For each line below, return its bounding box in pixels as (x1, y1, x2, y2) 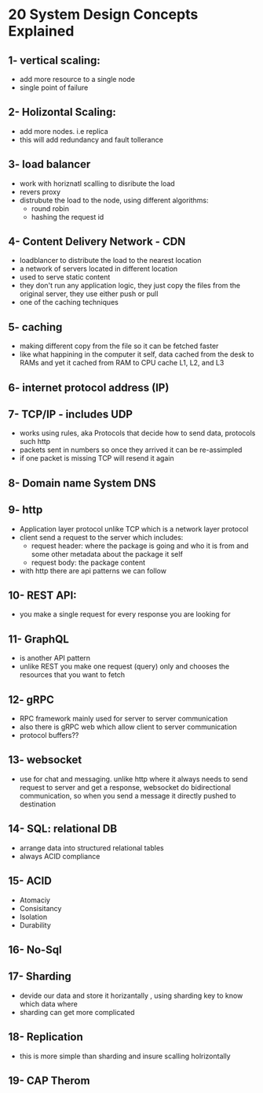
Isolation (19, 912, 48, 921)
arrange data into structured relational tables (19, 843, 164, 852)
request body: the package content (31, 558, 146, 567)
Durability (19, 920, 51, 930)
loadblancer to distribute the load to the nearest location (19, 256, 202, 265)
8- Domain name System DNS (8, 476, 156, 490)
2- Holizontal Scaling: (8, 106, 116, 119)
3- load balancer (8, 157, 91, 171)
